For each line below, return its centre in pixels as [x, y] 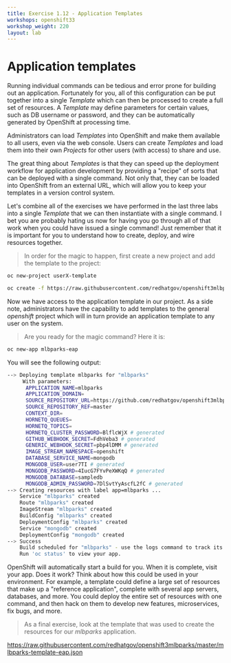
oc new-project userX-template [52, 276]
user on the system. [35, 323]
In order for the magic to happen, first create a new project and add [119, 256]
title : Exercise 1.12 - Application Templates [75, 13]
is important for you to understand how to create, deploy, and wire [101, 235]
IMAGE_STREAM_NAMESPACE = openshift [75, 452]
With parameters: [47, 381]
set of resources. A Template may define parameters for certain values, [108, 108]
